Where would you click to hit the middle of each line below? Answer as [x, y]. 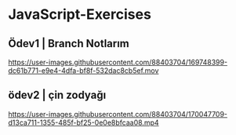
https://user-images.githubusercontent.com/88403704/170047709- [118, 114]
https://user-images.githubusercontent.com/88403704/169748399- [118, 62]
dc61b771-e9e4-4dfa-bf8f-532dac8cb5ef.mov [84, 71]
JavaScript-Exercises [80, 15]
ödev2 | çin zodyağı [57, 95]
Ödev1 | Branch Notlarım [69, 44]
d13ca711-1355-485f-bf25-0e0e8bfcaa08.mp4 [84, 122]
